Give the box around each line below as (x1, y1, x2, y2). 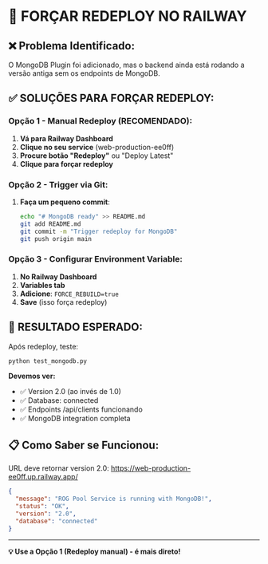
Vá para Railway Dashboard (19, 133, 113, 143)
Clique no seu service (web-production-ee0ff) (19, 142, 175, 152)
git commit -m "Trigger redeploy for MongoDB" (19, 227, 178, 235)
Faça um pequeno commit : (19, 197, 110, 207)
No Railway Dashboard (19, 271, 97, 282)
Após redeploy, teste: (8, 341, 78, 351)
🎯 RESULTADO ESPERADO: (8, 321, 144, 334)
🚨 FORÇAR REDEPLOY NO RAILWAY (8, 7, 247, 26)
